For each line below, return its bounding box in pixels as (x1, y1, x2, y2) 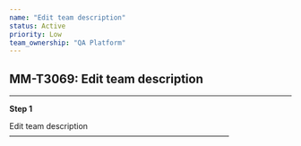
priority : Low (9, 30, 63, 39)
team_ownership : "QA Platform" (9, 38, 126, 47)
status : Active (9, 21, 66, 30)
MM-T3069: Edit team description (9, 71, 203, 86)
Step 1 (9, 104, 33, 115)
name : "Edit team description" (9, 13, 126, 22)
